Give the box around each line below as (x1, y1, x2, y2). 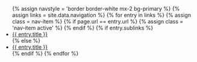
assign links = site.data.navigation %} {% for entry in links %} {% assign (11, 11, 192, 19)
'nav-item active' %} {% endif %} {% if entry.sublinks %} (11, 24, 154, 31)
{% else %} (11, 37, 41, 44)
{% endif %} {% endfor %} (11, 50, 79, 57)
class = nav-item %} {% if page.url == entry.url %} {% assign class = (11, 18, 184, 25)
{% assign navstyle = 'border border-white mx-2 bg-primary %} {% (11, 5, 180, 12)
